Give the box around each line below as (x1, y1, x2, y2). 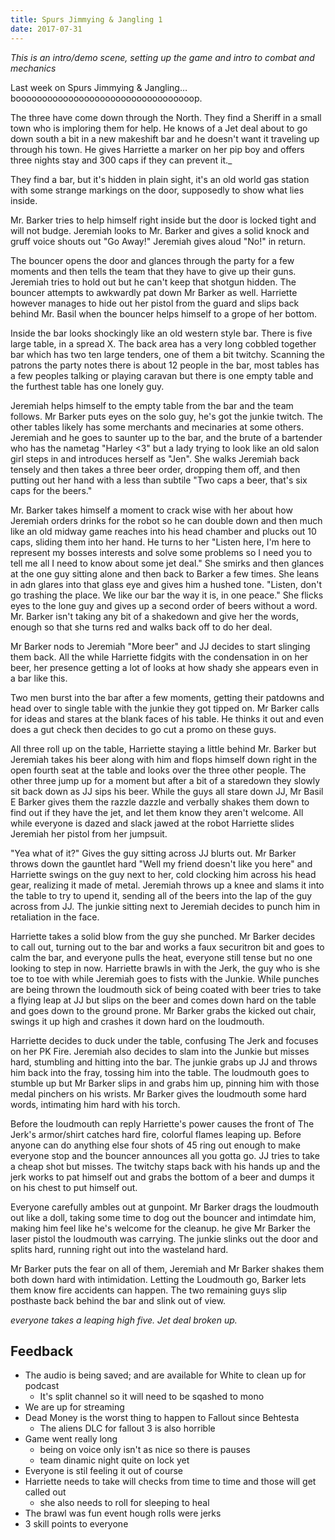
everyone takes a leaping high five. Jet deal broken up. (10, 1314, 238, 1326)
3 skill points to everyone (24, 1518, 129, 1530)
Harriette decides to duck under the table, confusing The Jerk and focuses (10, 1034, 319, 1046)
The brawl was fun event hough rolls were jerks (24, 1507, 222, 1520)
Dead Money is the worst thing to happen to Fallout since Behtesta (24, 1412, 300, 1424)
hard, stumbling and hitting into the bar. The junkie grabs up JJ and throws (10, 1056, 318, 1068)
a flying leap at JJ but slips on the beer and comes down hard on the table (10, 994, 317, 1006)
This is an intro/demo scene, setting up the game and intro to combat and (10, 51, 315, 63)
